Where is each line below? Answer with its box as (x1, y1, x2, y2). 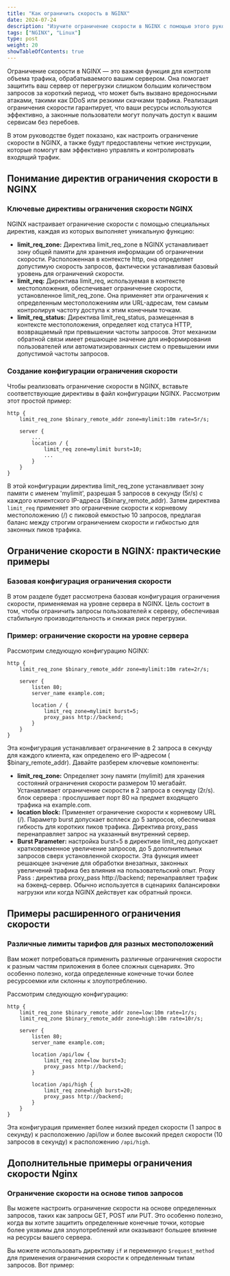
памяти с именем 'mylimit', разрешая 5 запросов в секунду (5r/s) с (7, 489, 203, 497)
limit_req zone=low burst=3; (43, 1057, 127, 1064)
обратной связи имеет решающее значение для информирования (16, 335, 212, 343)
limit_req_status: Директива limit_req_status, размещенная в (16, 313, 194, 321)
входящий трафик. (7, 153, 62, 161)
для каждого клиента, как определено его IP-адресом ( (7, 751, 170, 759)
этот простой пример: (7, 397, 72, 405)
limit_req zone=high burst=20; (43, 1087, 133, 1094)
